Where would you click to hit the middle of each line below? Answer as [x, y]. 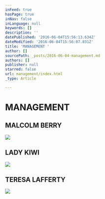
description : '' [22, 33]
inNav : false [18, 19]
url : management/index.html [34, 74]
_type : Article [21, 79]
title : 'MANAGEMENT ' [27, 46]
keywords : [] [18, 28]
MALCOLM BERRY [34, 126]
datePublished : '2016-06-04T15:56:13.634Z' [51, 38]
